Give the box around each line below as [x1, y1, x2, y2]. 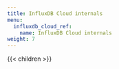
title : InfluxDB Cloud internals [7, 10, 103, 17]
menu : [7, 17, 23, 23]
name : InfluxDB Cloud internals [19, 29, 112, 37]
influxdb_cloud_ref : [13, 23, 72, 30]
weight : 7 [7, 36, 36, 43]
